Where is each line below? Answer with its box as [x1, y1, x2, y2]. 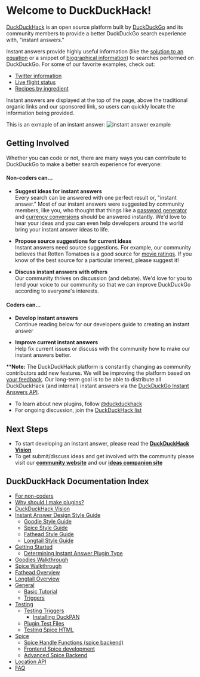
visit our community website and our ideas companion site [14, 459, 163, 466]
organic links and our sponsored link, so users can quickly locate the [6, 103, 175, 110]
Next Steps [6, 424, 48, 434]
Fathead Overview [14, 568, 60, 576]
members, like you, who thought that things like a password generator [14, 206, 187, 213]
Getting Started [14, 543, 53, 550]
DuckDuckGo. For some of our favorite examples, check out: [6, 61, 155, 68]
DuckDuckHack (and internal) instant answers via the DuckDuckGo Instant [6, 382, 189, 390]
